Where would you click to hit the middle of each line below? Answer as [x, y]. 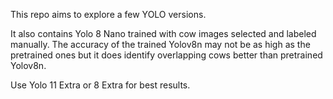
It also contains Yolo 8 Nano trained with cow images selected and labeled [163, 33]
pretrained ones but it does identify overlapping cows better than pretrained [166, 55]
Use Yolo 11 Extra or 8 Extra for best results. [100, 85]
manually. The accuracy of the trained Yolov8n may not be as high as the [160, 44]
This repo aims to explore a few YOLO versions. [108, 14]
